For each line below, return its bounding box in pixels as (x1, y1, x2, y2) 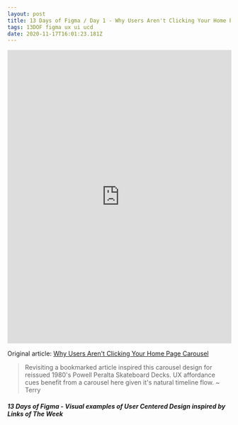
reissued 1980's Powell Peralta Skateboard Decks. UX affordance (24, 370, 216, 380)
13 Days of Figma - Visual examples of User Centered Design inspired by (7, 402, 226, 410)
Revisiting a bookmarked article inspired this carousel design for (24, 363, 212, 372)
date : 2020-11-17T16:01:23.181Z (7, 30, 103, 38)
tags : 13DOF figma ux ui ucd (7, 23, 93, 31)
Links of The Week (7, 409, 64, 418)
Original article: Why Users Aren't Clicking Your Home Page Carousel (7, 349, 209, 358)
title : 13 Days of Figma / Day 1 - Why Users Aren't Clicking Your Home (7, 17, 227, 24)
